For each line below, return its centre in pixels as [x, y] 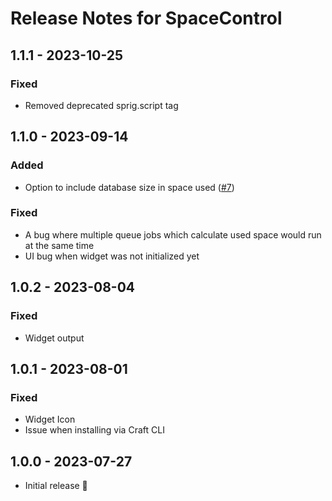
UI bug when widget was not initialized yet [112, 256]
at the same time [59, 245]
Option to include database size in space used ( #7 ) [129, 187]
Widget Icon [50, 419]
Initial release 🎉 [56, 486]
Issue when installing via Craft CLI [94, 430]
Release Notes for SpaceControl [146, 18]
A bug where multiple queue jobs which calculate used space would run [173, 234]
